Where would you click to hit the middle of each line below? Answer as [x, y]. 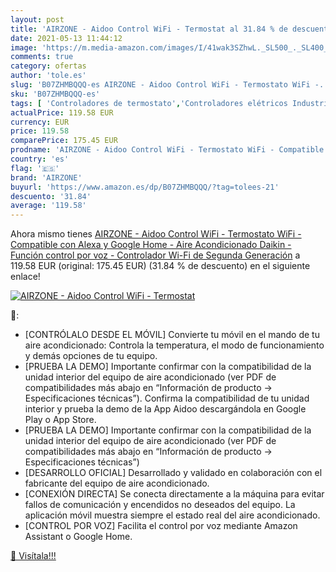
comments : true [42, 57]
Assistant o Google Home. [78, 537]
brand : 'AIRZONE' [46, 177]
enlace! [25, 277]
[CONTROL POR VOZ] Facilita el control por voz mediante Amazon [161, 526]
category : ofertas [48, 66]
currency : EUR [40, 122]
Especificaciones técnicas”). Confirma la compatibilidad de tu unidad [167, 398]
